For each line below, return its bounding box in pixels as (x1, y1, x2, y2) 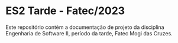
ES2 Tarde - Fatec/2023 (5, 4, 125, 18)
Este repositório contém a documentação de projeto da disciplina (5, 24, 164, 31)
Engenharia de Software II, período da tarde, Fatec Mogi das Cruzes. (5, 29, 173, 37)
